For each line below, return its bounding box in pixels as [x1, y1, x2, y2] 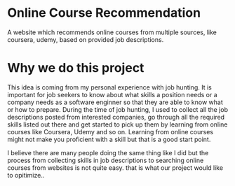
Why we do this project [7, 60, 145, 76]
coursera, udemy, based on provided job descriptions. [7, 35, 164, 43]
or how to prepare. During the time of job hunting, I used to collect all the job [7, 105, 228, 113]
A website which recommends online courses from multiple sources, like [7, 28, 217, 36]
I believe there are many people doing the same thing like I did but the [7, 148, 209, 157]
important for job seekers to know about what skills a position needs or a [7, 90, 217, 99]
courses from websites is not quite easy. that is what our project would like [7, 163, 223, 172]
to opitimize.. [7, 171, 45, 179]
